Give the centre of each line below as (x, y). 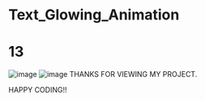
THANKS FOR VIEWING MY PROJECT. (133, 74)
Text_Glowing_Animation (94, 15)
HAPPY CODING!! (38, 90)
